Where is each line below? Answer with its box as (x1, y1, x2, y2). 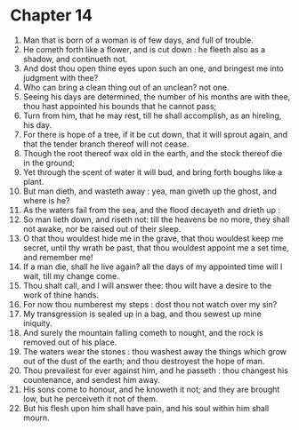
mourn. (22, 412, 50, 423)
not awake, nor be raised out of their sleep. (22, 223, 182, 234)
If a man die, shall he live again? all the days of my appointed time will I (22, 261, 283, 272)
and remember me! (22, 251, 93, 262)
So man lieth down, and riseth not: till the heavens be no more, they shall (22, 214, 290, 225)
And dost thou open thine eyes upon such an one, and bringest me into (22, 63, 284, 74)
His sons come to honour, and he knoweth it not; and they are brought (22, 384, 280, 394)
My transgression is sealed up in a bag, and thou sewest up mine (22, 308, 262, 319)
